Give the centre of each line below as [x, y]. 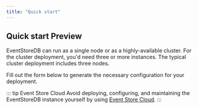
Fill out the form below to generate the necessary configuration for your [95, 75]
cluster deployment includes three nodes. [58, 63]
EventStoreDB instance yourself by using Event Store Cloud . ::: [84, 99]
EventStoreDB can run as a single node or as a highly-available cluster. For [99, 51]
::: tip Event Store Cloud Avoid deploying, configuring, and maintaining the [98, 93]
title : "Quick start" [34, 12]
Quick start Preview [44, 36]
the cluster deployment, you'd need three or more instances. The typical [96, 57]
